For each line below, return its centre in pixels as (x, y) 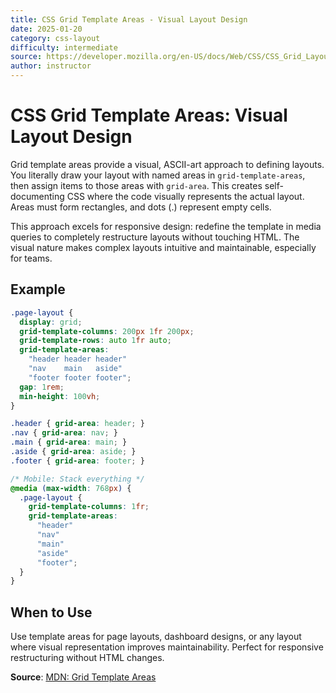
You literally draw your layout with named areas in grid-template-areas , (158, 175)
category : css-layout (55, 38)
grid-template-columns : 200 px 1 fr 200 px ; (107, 331)
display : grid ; (51, 322)
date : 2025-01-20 (46, 29)
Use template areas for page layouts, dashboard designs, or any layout (156, 637)
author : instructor (51, 66)
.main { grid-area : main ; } (69, 442)
